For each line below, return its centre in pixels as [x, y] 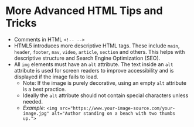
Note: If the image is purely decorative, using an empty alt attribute [105, 83]
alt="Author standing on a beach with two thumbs [113, 113]
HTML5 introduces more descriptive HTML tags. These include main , [97, 46]
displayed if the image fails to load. [56, 77]
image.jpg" [36, 113]
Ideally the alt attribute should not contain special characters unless [105, 95]
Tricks [21, 23]
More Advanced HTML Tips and [84, 11]
